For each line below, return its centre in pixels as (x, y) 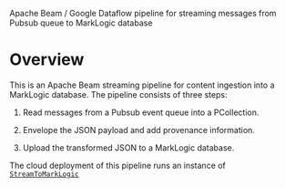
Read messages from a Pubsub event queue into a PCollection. (141, 112)
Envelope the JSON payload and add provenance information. (138, 130)
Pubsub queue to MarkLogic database (81, 23)
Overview (47, 60)
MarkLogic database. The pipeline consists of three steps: (118, 94)
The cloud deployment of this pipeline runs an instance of (117, 165)
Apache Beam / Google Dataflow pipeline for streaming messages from (143, 13)
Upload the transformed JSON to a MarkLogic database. (128, 147)
